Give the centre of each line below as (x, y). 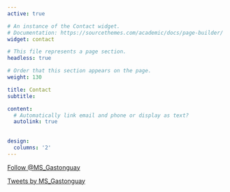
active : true (26, 14)
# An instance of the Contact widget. (64, 26)
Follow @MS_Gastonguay (44, 167)
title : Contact (29, 90)
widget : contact (31, 39)
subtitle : (22, 96)
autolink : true (36, 122)
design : (19, 141)
